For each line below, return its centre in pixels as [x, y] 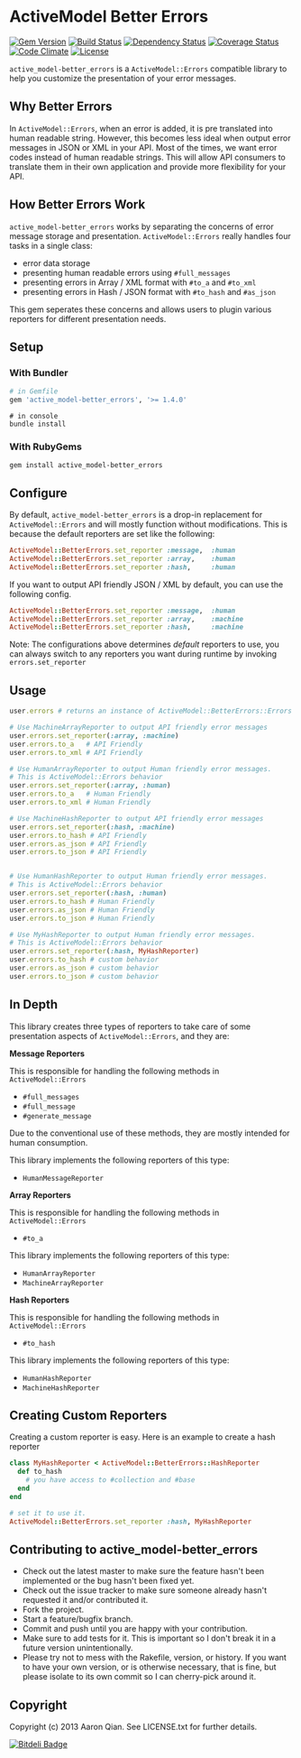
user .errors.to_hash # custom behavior [84, 960]
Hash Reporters [40, 1300]
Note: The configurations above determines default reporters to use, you [144, 644]
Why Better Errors [61, 107]
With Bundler [39, 373]
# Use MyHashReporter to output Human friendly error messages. [132, 934]
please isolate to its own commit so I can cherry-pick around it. [139, 1677]
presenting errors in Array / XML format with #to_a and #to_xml [139, 282]
